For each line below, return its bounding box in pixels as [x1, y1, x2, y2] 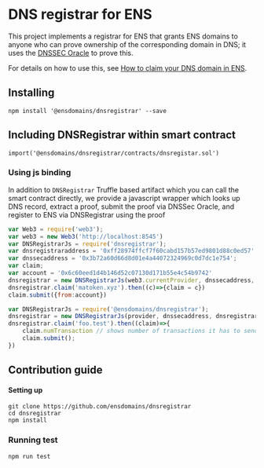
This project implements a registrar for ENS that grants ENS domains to [8, 31, 238, 41]
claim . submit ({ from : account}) [8, 291, 108, 299]
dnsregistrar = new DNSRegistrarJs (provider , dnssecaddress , [8, 313, 213, 320]
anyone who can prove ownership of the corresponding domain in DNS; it [8, 39, 246, 49]
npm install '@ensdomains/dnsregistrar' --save [8, 107, 167, 115]
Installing [8, 86, 55, 100]
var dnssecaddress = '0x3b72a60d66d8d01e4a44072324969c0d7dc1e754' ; [8, 254, 237, 262]
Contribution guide [8, 364, 103, 377]
